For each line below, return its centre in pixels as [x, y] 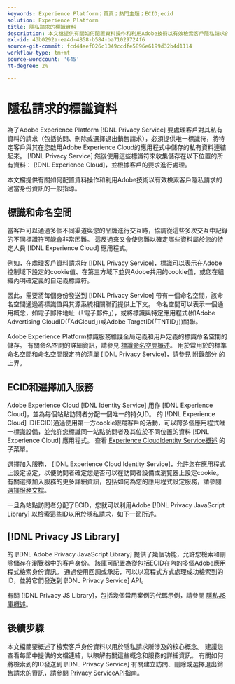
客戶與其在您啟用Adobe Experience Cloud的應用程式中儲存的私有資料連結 [120, 147]
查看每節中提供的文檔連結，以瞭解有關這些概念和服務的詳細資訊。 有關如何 [115, 655]
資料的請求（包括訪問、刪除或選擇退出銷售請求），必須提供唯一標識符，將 [113, 138]
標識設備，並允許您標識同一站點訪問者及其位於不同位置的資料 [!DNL [111, 432]
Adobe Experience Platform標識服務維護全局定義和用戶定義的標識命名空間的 [117, 336]
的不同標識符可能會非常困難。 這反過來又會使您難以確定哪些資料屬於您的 [112, 240]
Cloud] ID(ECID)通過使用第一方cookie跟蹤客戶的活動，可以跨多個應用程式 [113, 423]
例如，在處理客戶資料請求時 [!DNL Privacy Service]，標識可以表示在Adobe [115, 263]
